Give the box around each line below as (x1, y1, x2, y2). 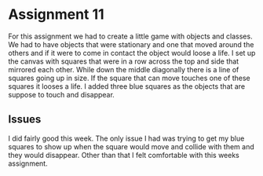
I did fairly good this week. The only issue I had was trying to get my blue (8, 134, 245, 143)
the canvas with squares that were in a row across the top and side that (8, 57, 239, 66)
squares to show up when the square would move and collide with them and (8, 141, 255, 151)
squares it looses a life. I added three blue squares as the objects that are (8, 81, 246, 91)
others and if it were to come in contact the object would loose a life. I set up (8, 48, 256, 57)
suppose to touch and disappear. (8, 90, 115, 99)
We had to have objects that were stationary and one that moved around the (8, 39, 254, 49)
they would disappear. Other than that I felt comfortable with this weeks (8, 150, 239, 159)
